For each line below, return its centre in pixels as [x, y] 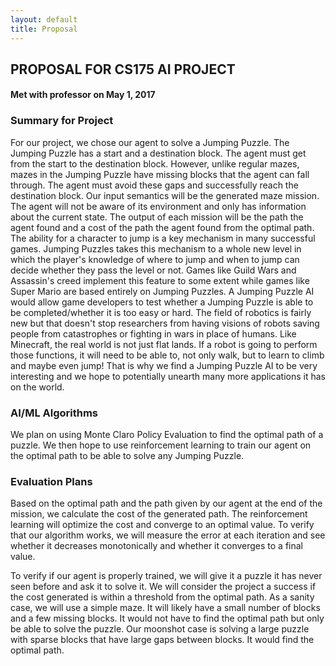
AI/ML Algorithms [54, 413]
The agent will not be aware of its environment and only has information [158, 206]
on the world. [37, 387]
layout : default [44, 19]
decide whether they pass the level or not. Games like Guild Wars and [153, 270]
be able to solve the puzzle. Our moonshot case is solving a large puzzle [160, 629]
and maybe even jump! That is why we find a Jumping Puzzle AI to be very [164, 365]
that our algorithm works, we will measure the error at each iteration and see [168, 535]
